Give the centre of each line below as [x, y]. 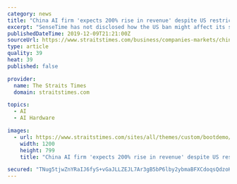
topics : [19, 105]
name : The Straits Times [50, 85]
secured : [20, 170]
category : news [30, 14]
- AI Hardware [34, 118]
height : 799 [37, 150]
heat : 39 [20, 60]
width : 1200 [37, 144]
